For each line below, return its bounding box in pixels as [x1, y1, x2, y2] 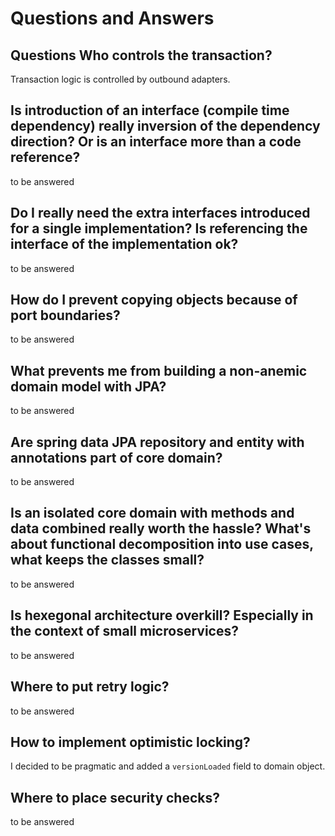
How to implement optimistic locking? [10, 733, 251, 751]
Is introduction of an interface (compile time [10, 102, 290, 119]
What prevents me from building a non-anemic [10, 362, 308, 379]
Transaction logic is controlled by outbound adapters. [10, 73, 231, 85]
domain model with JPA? [10, 378, 167, 395]
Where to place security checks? [10, 789, 220, 806]
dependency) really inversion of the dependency [10, 118, 321, 135]
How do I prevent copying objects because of [10, 292, 298, 309]
